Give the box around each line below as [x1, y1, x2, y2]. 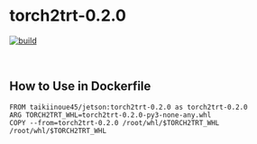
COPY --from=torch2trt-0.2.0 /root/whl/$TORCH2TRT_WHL [9, 118, 220, 127]
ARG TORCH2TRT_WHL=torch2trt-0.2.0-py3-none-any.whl [9, 110, 212, 120]
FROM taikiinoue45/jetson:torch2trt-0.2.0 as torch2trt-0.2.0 [9, 103, 248, 112]
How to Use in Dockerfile [9, 78, 151, 94]
